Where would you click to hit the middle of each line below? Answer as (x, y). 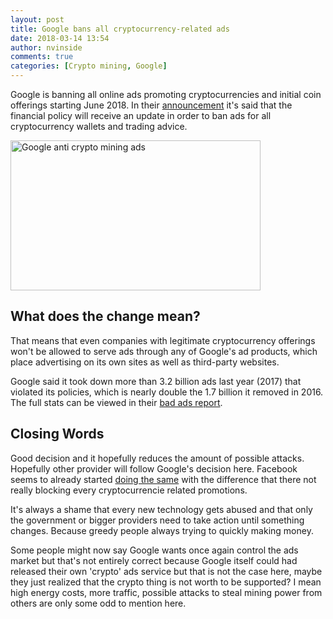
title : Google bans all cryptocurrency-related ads (120, 29)
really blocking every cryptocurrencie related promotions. (129, 490)
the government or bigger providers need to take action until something (157, 520)
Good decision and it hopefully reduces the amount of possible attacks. (157, 458)
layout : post (37, 19)
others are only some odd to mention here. (98, 603)
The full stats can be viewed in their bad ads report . (116, 402)
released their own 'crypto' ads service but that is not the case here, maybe (166, 571)
